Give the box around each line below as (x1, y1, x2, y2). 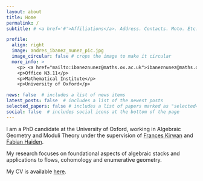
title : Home (6, 14, 36, 20)
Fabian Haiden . (6, 138, 44, 145)
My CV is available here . (6, 168, 66, 175)
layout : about (6, 8, 42, 15)
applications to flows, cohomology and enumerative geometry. (6, 156, 162, 163)
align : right (11, 42, 45, 48)
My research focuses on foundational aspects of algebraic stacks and (6, 150, 180, 157)
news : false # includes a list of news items (6, 92, 126, 98)
